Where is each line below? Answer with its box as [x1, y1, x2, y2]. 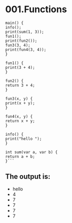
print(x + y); [5, 100, 35, 105]
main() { [5, 20, 24, 25]
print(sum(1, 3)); [5, 29, 44, 34]
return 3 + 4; [5, 82, 35, 88]
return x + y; [5, 118, 35, 123]
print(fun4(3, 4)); [5, 47, 47, 52]
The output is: [5, 172, 51, 181]
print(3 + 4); [5, 65, 35, 70]
